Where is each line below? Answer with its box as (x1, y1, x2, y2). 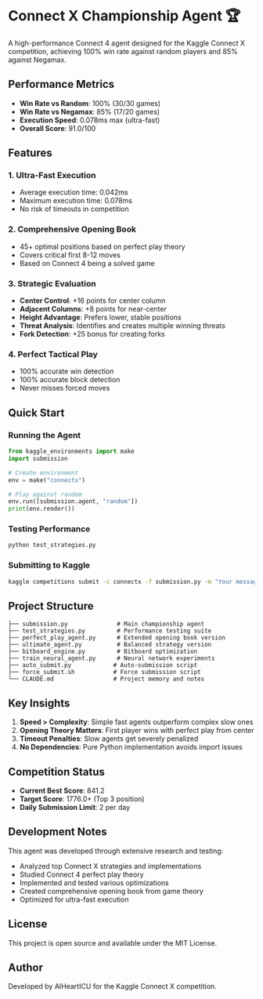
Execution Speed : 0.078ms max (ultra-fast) (19, 115, 160, 125)
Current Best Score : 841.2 (19, 786, 105, 795)
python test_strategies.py (8, 541, 96, 549)
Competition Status (8, 765, 106, 778)
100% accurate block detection (19, 375, 121, 385)
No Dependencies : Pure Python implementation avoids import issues (19, 742, 243, 752)
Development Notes (8, 826, 107, 839)
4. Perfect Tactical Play (8, 348, 98, 359)
